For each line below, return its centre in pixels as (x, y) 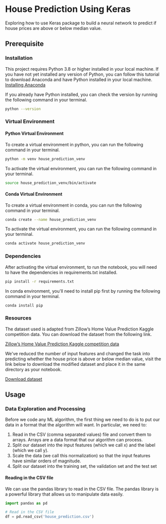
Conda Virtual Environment (34, 194)
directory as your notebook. (33, 369)
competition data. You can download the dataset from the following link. (79, 334)
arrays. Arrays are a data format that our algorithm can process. (77, 440)
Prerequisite (25, 44)
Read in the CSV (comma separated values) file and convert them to (82, 434)
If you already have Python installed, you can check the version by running (81, 94)
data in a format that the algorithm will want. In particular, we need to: (76, 425)
